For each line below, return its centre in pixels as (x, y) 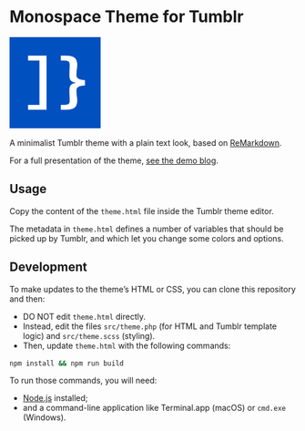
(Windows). (44, 417)
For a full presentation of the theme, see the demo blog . (114, 160)
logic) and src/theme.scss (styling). (89, 335)
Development (49, 267)
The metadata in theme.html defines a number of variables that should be (147, 229)
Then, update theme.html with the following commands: (127, 345)
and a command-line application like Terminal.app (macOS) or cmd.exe (154, 408)
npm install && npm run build (67, 363)
